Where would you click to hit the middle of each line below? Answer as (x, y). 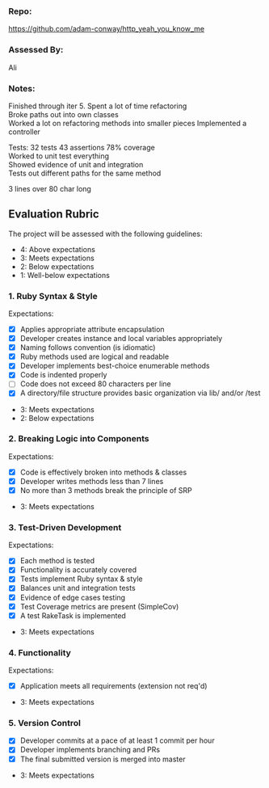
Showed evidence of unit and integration (76, 164)
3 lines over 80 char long (50, 188)
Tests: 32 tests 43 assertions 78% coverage (82, 147)
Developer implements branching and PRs (90, 750)
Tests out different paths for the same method (85, 173)
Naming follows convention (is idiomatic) (88, 348)
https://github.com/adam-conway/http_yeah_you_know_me (106, 29)
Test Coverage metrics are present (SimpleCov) (99, 606)
